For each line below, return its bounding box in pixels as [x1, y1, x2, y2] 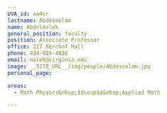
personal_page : [7, 69, 53, 76]
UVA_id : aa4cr [7, 10, 50, 18]
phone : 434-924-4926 [7, 50, 69, 57]
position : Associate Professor [7, 37, 100, 44]
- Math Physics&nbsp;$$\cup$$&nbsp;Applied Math [14, 89, 161, 96]
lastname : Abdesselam [7, 17, 72, 24]
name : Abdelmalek [7, 23, 59, 30]
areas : [7, 82, 27, 89]
